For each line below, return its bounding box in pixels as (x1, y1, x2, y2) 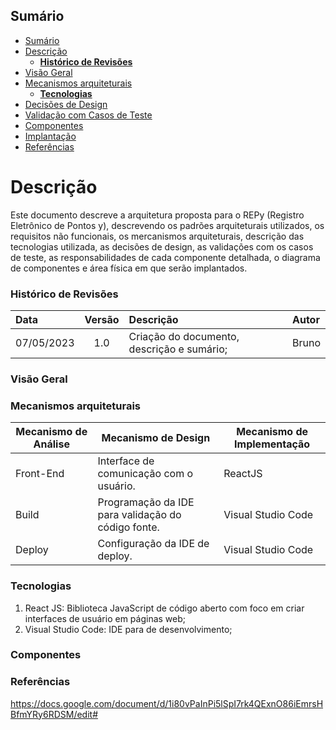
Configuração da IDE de (97, 537, 210, 551)
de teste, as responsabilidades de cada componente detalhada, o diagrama (10, 251, 321, 263)
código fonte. (97, 520, 160, 534)
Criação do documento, (128, 330, 240, 344)
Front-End (15, 467, 65, 481)
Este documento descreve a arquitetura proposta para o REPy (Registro (10, 209, 305, 221)
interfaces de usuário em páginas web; (24, 612, 187, 624)
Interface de (97, 454, 155, 468)
